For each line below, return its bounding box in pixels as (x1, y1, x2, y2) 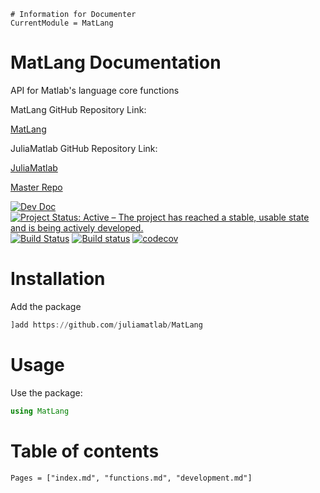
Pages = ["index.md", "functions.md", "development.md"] (10, 473, 253, 483)
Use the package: (10, 386, 83, 399)
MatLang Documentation (10, 51, 222, 74)
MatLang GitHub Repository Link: (10, 103, 147, 115)
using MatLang (10, 406, 70, 416)
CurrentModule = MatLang (10, 18, 114, 28)
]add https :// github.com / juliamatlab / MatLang (10, 320, 203, 330)
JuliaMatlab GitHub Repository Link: (10, 142, 158, 154)
